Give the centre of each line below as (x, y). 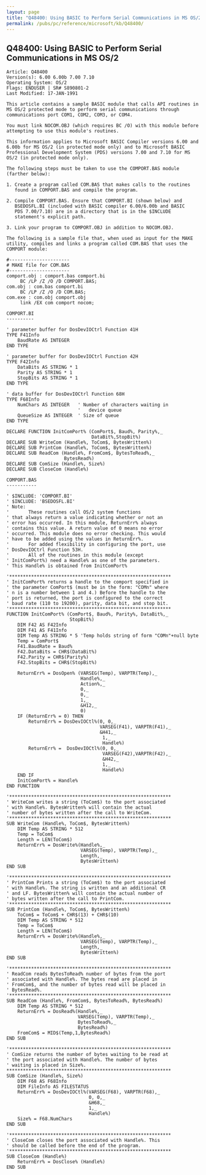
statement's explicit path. (50, 217)
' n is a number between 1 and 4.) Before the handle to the (86, 593)
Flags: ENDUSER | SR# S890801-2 (48, 88)
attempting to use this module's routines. (63, 131)
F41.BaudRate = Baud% (45, 647)
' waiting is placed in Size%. (46, 1065)
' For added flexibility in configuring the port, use (86, 545)
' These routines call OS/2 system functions (74, 512)
